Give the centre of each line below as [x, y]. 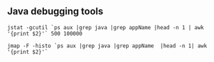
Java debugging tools [55, 11]
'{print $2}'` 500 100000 [45, 33]
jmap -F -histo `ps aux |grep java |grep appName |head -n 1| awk [107, 46]
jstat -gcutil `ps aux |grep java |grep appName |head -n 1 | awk [106, 27]
